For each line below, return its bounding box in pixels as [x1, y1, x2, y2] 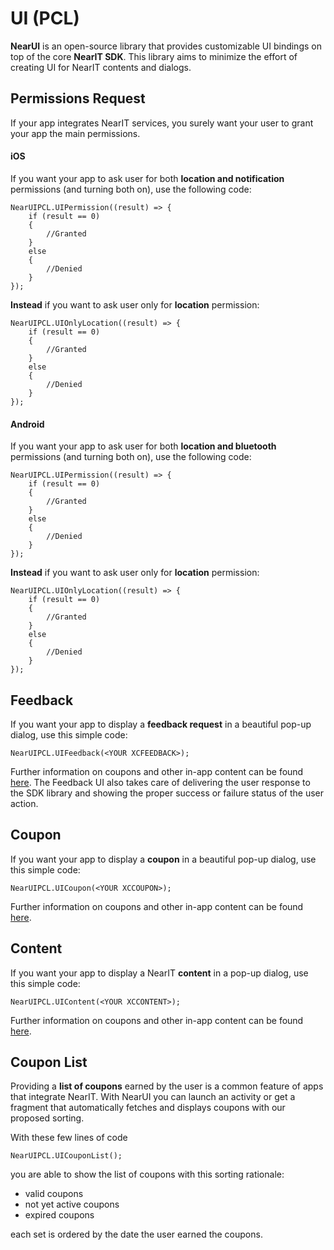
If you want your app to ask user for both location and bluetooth [10, 440, 277, 452]
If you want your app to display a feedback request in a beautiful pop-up [10, 718, 312, 730]
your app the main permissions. [10, 127, 141, 139]
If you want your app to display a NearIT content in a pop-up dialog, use [10, 967, 309, 979]
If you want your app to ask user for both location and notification [10, 172, 285, 184]
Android [10, 418, 45, 430]
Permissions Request [10, 90, 146, 107]
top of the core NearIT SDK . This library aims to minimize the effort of [10, 50, 298, 62]
